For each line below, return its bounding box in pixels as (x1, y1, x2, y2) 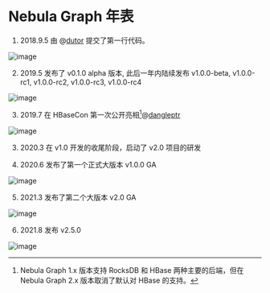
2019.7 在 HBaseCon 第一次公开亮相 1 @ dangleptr (19, 108, 181, 119)
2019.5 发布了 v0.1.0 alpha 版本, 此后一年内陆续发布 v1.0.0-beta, (19, 68, 231, 77)
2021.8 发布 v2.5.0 (19, 225, 82, 234)
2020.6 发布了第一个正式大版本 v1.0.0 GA (19, 159, 157, 169)
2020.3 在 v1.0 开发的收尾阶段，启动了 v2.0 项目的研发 (19, 142, 202, 152)
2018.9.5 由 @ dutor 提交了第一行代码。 (19, 35, 149, 45)
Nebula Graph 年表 (8, 7, 134, 26)
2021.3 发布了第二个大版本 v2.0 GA (19, 192, 137, 202)
